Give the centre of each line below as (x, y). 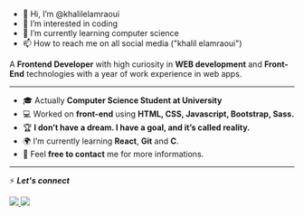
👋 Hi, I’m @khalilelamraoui (71, 14)
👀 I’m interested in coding (70, 23)
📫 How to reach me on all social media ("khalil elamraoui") (132, 43)
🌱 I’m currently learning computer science (100, 33)
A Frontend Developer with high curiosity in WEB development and (136, 64)
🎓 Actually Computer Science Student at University (122, 100)
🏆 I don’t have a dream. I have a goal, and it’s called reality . (136, 127)
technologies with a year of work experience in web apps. (134, 74)
